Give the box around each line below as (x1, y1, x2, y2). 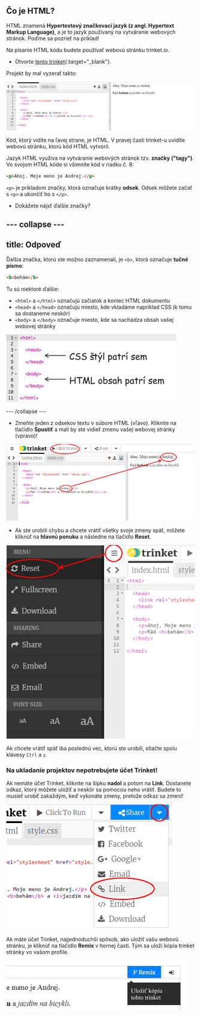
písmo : (6, 262, 24, 269)
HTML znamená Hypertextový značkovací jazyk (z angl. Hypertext (6, 22, 175, 29)
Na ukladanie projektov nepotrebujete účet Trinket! (6, 766, 158, 774)
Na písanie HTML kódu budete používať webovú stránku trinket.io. (6, 46, 170, 53)
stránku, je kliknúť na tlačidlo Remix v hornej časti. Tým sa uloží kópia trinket (6, 942, 194, 949)
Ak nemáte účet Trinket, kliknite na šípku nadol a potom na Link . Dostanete (6, 780, 191, 787)
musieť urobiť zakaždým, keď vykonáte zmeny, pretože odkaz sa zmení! (6, 792, 184, 800)
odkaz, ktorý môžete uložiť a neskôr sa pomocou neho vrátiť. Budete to (6, 786, 181, 793)
